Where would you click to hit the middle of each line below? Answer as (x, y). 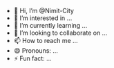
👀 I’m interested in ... (43, 18)
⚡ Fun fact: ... (32, 58)
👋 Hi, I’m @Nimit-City (44, 11)
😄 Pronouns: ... (36, 51)
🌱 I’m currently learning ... (50, 25)
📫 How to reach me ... (46, 41)
